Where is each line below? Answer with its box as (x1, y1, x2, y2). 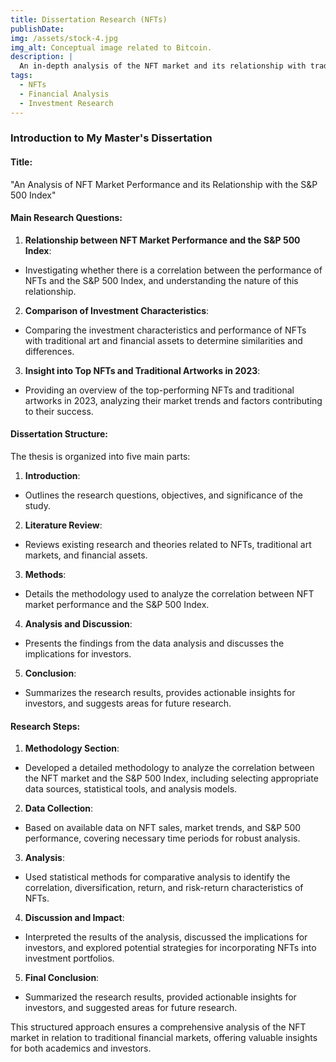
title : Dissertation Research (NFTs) (10, 14, 168, 25)
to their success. (24, 405, 94, 417)
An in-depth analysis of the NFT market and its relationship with (19, 61, 307, 71)
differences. (24, 345, 75, 357)
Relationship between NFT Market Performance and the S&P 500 (24, 234, 301, 246)
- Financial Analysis (19, 89, 110, 99)
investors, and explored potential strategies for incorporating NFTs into (24, 942, 317, 954)
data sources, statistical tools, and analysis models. (24, 783, 238, 795)
